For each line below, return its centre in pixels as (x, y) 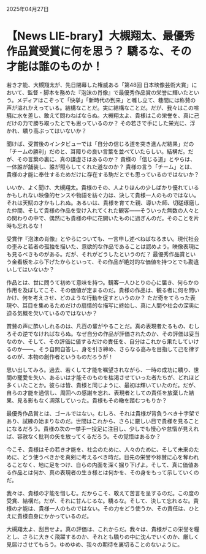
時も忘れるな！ (25, 226)
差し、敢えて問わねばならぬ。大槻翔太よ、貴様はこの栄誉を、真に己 (113, 115)
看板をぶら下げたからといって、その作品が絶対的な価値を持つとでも (103, 262)
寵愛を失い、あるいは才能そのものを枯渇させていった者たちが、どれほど (108, 377)
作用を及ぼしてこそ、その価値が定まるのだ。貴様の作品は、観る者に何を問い (103, 290)
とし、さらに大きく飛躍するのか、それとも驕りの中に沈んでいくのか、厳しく (103, 537)
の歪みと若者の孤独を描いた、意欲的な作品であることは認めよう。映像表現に (103, 246)
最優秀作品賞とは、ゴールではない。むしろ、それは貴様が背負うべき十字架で (103, 413)
